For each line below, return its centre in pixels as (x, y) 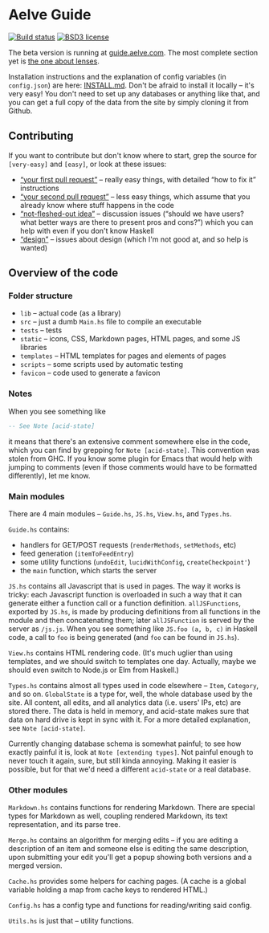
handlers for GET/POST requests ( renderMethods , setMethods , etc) (128, 544)
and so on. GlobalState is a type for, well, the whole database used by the (130, 694)
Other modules (38, 790)
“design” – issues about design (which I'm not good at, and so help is (134, 239)
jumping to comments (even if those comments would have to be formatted (133, 467)
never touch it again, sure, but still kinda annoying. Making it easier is (122, 760)
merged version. (35, 866)
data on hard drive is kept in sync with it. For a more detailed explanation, (129, 719)
